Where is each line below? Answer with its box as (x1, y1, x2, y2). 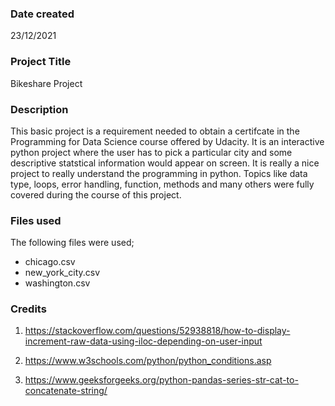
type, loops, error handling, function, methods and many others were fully (10, 178, 315, 190)
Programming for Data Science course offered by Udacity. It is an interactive (10, 135, 325, 147)
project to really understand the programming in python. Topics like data (10, 167, 308, 179)
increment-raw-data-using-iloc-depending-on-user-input (24, 335, 263, 347)
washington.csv (24, 277, 91, 289)
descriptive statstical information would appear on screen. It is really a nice (10, 157, 320, 169)
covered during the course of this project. (10, 188, 182, 201)
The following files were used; (10, 237, 135, 249)
